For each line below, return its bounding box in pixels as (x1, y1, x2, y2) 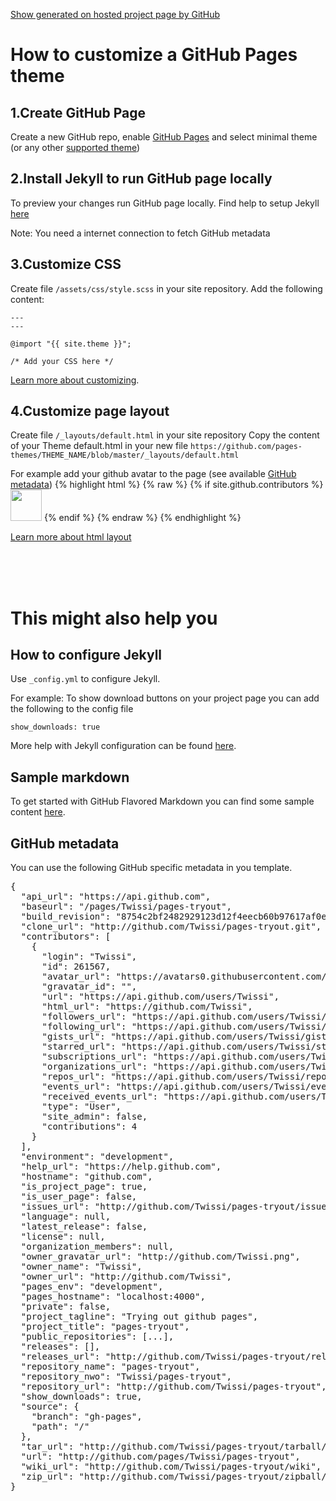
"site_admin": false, (41, 1111, 148, 1123)
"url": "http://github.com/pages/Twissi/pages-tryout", (20, 1451, 301, 1463)
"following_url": (41, 1021, 127, 1033)
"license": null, (20, 1231, 106, 1243)
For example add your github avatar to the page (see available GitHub (10, 468, 297, 480)
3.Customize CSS (10, 256, 122, 273)
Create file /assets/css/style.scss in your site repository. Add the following (10, 282, 323, 294)
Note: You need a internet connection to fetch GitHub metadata (10, 227, 271, 239)
